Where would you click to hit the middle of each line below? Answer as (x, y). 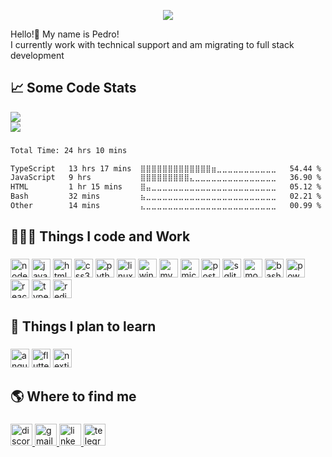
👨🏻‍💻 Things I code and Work (100, 236)
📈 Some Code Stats (73, 88)
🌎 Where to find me (73, 396)
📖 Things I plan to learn (83, 326)
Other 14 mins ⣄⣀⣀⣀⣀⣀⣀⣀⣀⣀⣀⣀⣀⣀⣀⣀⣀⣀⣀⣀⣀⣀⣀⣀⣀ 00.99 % (166, 206)
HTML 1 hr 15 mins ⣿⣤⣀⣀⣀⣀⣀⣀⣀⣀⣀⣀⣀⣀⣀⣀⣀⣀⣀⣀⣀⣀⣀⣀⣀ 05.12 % (166, 187)
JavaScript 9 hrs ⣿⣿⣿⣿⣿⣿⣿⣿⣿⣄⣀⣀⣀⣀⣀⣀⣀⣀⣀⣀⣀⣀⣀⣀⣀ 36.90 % (166, 178)
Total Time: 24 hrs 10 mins (69, 150)
